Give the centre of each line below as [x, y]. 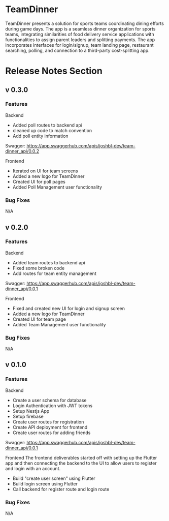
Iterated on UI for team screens [45, 171]
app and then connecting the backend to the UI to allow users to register [81, 463]
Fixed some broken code [39, 268]
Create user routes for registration [48, 422]
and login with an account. [33, 468]
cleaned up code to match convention [52, 130]
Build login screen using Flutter [45, 483]
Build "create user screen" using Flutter [54, 478]
